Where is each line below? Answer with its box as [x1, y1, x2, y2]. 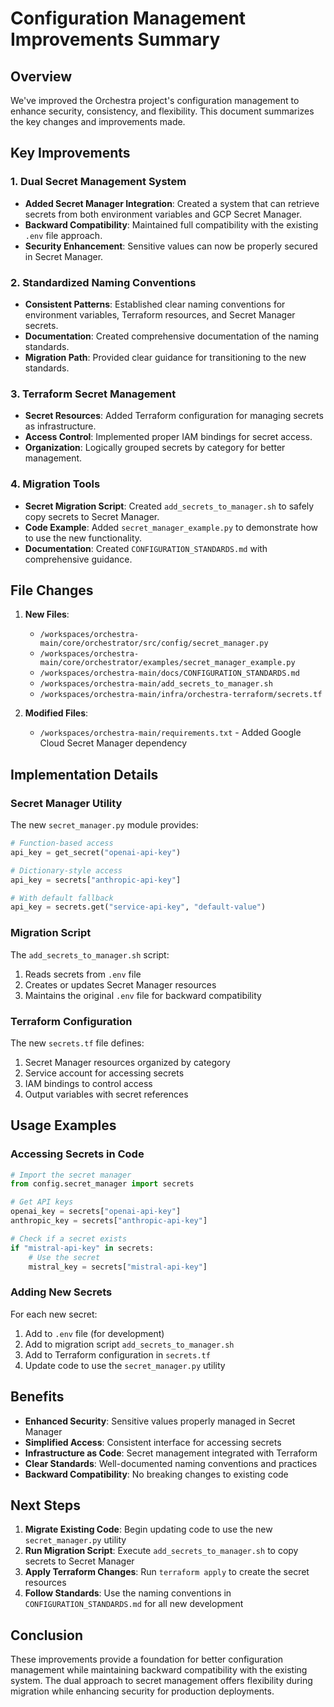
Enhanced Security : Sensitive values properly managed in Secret [24, 1415, 296, 1427]
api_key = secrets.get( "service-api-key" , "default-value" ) [10, 902, 267, 912]
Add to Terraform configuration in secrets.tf [24, 1348, 211, 1361]
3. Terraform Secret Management [10, 387, 177, 401]
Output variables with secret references [24, 1088, 189, 1100]
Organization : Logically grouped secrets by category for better [24, 442, 286, 454]
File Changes [10, 582, 94, 599]
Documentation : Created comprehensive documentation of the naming [24, 330, 320, 342]
